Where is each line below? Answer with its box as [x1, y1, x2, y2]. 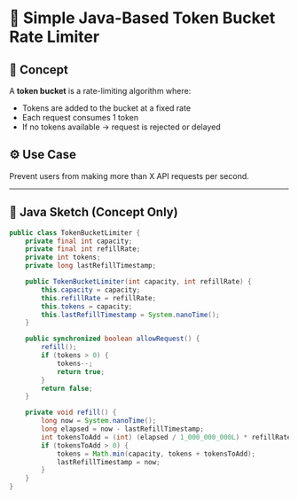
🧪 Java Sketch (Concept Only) [9, 205, 179, 220]
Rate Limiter [9, 27, 100, 47]
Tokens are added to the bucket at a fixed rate [21, 103, 192, 113]
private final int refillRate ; [25, 245, 141, 253]
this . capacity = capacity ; [41, 285, 141, 294]
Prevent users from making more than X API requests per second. [9, 170, 250, 181]
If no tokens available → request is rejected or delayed [21, 121, 221, 132]
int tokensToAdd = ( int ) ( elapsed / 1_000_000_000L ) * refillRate [41, 433, 292, 441]
